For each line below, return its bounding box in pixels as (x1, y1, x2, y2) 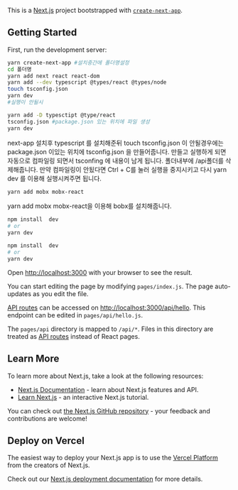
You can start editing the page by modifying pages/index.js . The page (7, 282, 214, 290)
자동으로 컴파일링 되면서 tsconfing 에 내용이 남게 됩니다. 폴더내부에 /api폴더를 (7, 156, 224, 165)
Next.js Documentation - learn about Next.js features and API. (17, 385, 199, 393)
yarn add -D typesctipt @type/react (7, 111, 116, 119)
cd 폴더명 (7, 65, 32, 73)
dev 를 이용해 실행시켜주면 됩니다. (7, 174, 102, 183)
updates (7, 289, 32, 298)
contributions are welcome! (7, 414, 87, 423)
